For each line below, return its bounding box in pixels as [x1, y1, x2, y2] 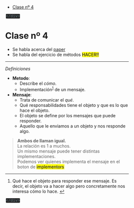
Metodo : [12, 75, 30, 81]
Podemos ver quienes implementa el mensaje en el [17, 158, 120, 164]
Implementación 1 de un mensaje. [20, 85, 86, 92]
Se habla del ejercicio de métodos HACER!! [12, 52, 99, 57]
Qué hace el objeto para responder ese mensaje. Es [12, 178, 117, 183]
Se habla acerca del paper [12, 46, 66, 52]
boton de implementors [17, 164, 65, 170]
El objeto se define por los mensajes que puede [20, 112, 116, 118]
